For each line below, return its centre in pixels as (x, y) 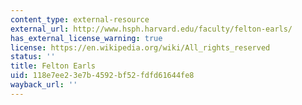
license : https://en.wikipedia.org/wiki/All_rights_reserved (140, 47)
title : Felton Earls (53, 66)
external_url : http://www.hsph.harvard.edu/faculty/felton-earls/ (151, 29)
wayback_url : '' (44, 85)
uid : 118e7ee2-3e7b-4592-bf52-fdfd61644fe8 (102, 76)
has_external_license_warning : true (86, 38)
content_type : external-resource (80, 19)
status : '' (33, 57)
